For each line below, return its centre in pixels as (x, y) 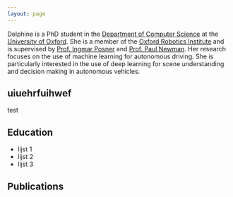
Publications (36, 186)
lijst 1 (25, 149)
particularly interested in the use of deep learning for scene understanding (116, 63)
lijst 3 (25, 164)
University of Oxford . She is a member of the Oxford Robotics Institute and (116, 41)
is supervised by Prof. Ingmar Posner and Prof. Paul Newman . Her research (116, 49)
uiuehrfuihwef (40, 93)
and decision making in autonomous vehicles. (74, 71)
